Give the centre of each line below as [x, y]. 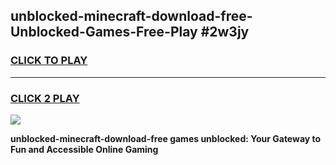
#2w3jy [225, 32]
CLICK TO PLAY [49, 61]
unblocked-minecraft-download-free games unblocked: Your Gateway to [166, 138]
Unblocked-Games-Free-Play [104, 32]
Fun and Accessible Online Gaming [84, 149]
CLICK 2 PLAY [45, 98]
